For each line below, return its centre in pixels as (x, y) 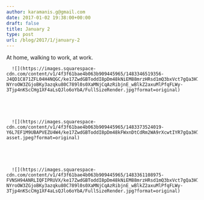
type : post (20, 35)
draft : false (23, 23)
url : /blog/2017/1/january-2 (43, 40)
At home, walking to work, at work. (50, 57)
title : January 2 (28, 29)
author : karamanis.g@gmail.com (46, 12)
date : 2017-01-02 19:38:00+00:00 (49, 18)
